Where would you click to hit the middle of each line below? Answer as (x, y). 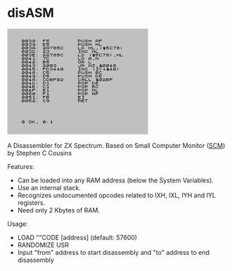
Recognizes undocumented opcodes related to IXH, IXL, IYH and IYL (117, 195)
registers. (31, 203)
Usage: (18, 224)
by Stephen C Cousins (40, 153)
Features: (21, 166)
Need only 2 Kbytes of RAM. (59, 210)
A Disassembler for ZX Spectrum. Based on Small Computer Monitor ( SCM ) (116, 145)
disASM (31, 13)
